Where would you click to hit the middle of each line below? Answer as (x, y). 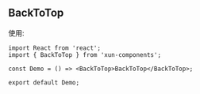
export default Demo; (44, 82)
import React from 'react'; (55, 48)
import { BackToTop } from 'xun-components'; (85, 55)
